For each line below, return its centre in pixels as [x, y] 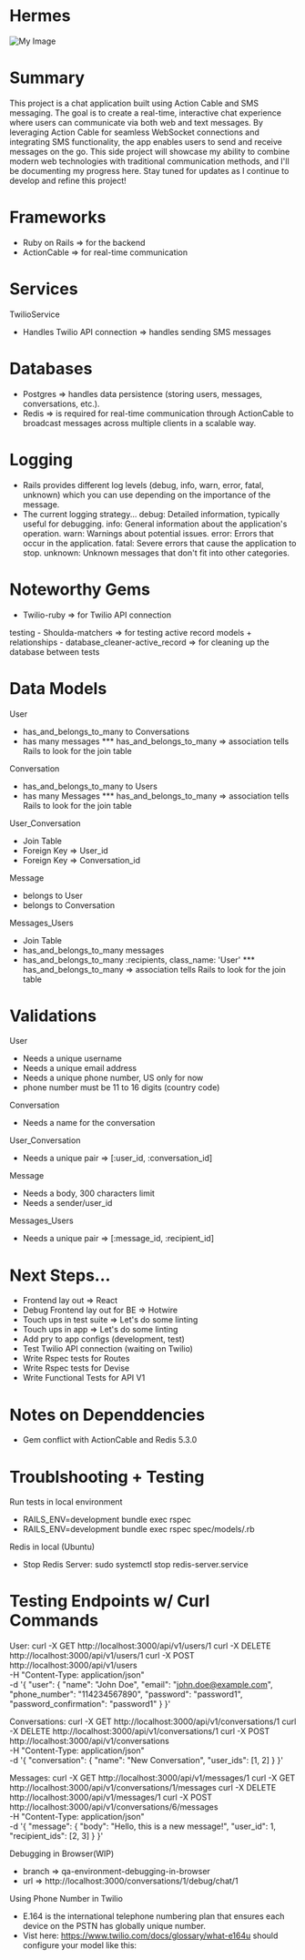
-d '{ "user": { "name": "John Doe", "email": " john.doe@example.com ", [141, 1685]
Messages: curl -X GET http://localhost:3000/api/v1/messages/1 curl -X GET [152, 1778]
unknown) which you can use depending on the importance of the [147, 495]
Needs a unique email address [80, 1068]
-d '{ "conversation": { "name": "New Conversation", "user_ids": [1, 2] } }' [147, 1761]
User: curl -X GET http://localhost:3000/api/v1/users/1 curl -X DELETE [140, 1646]
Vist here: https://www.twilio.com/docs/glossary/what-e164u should [150, 1935]
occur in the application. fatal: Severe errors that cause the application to [159, 543]
